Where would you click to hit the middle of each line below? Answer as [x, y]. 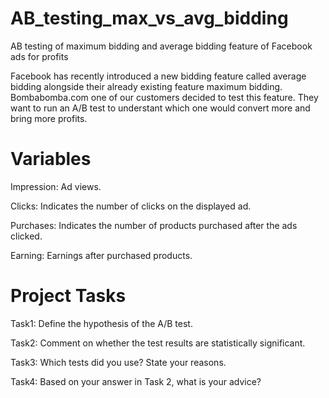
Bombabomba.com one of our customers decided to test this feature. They [164, 97]
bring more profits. [49, 118]
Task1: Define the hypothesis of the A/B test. [101, 323]
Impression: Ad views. [56, 186]
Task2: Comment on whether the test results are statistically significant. [158, 343]
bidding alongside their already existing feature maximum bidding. [146, 86]
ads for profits [39, 56]
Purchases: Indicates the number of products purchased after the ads [154, 225]
